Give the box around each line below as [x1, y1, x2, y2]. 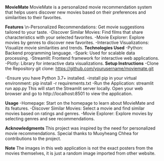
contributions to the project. [5, 136, 61, 141]
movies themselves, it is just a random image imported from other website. [5, 150, 156, 156]
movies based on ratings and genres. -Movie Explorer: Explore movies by [5, 111, 153, 116]
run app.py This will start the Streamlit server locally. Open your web [5, 86, 143, 91]
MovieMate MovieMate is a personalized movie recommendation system [5, 4, 152, 10]
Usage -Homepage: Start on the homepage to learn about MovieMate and [5, 100, 155, 106]
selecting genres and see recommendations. [5, 116, 95, 121]
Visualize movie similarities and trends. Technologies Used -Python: [5, 45, 143, 50]
